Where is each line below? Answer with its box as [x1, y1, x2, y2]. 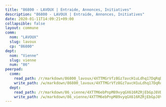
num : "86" [9, 62, 30, 67]
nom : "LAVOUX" [9, 35, 39, 40]
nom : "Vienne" [9, 53, 39, 58]
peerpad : [5, 67, 23, 72]
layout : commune [5, 26, 39, 31]
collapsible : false [5, 21, 45, 26]
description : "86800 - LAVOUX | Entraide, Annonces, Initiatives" [5, 12, 145, 17]
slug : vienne [9, 58, 37, 63]
